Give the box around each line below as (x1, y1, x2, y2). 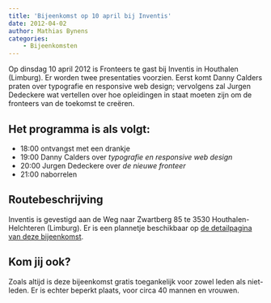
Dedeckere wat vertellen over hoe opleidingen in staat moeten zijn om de (8, 90, 252, 100)
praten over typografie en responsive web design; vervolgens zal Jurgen (8, 82, 251, 92)
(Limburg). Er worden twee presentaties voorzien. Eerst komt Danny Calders (8, 73, 263, 83)
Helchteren (8, 223, 46, 233)
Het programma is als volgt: (8, 122, 151, 136)
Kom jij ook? (8, 255, 71, 269)
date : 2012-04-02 (8, 19, 67, 28)
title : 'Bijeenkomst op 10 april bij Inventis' (8, 11, 172, 20)
